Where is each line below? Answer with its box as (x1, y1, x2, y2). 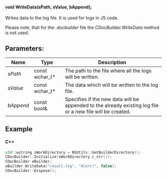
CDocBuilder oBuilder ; (5, 159, 52, 164)
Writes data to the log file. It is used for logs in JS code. (5, 15, 119, 21)
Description (97, 59, 127, 66)
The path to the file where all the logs (65, 67, 152, 74)
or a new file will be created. (65, 108, 131, 115)
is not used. (5, 30, 29, 36)
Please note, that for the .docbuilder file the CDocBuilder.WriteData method (5, 25, 160, 31)
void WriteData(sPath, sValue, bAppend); (5, 4, 92, 10)
